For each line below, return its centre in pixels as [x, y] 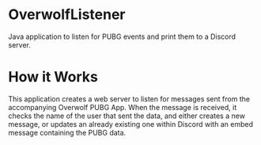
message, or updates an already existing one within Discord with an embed [130, 124]
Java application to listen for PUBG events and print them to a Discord [122, 36]
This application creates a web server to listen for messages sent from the [129, 99]
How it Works [53, 77]
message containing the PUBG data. [67, 132]
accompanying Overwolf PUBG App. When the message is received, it [123, 107]
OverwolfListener [67, 15]
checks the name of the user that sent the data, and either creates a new [127, 116]
